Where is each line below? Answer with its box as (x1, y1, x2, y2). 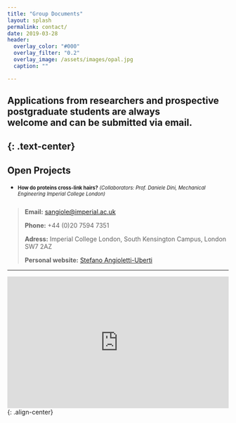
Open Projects (7, 164, 72, 176)
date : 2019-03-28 (7, 30, 58, 37)
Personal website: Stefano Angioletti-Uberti (24, 256, 153, 264)
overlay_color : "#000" (13, 43, 80, 50)
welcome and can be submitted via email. (7, 117, 192, 129)
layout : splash (7, 17, 52, 24)
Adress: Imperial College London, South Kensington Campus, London (24, 235, 227, 243)
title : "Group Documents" (7, 10, 83, 18)
